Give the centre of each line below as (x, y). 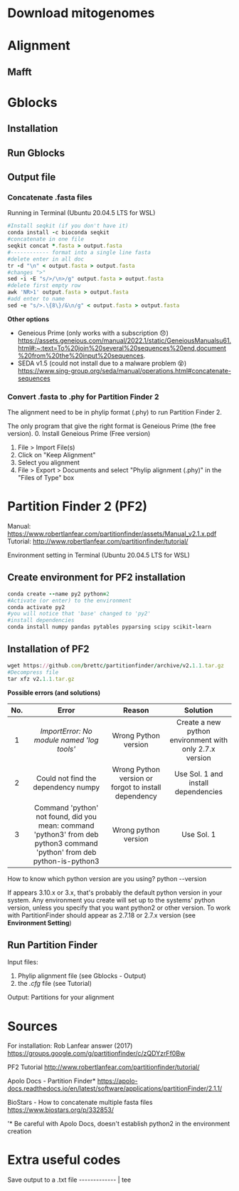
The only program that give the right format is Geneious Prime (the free (112, 426)
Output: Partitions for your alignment (61, 997)
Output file (32, 177)
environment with (199, 740)
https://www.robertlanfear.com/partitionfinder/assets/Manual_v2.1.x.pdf (112, 534)
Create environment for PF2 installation (97, 577)
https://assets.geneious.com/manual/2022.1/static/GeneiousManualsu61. (124, 340)
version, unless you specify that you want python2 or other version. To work (119, 907)
